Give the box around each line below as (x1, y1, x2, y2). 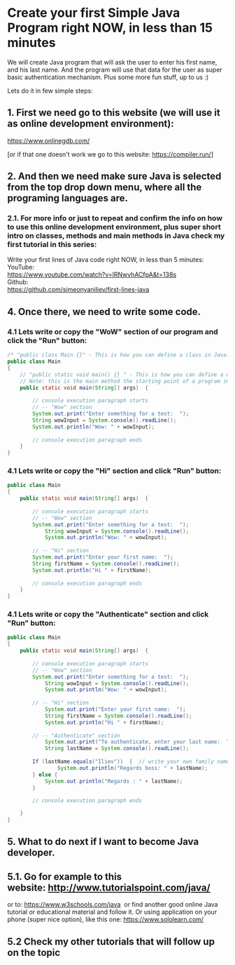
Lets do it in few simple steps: (7, 86, 93, 95)
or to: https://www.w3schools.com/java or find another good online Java (7, 900, 218, 909)
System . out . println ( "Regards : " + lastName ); (44, 778, 183, 785)
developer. (7, 847, 55, 859)
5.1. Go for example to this (7, 870, 122, 882)
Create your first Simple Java (7, 5, 180, 21)
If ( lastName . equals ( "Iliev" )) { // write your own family (32, 758, 215, 766)
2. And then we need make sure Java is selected (7, 171, 222, 182)
